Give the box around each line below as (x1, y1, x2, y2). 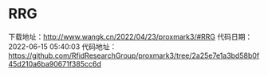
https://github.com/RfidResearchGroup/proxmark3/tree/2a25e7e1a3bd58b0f (8, 51, 260, 60)
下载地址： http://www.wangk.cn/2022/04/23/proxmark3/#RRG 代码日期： (8, 32, 253, 41)
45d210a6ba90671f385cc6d (8, 59, 101, 68)
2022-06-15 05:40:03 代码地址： (8, 41, 117, 51)
